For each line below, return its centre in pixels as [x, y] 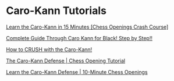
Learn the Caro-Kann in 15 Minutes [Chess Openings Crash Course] [87, 27]
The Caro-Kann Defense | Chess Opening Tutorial [66, 61]
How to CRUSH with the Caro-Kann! [49, 49]
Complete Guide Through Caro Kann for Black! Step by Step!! [79, 38]
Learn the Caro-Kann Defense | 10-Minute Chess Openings [77, 72]
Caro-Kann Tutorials [56, 11]
